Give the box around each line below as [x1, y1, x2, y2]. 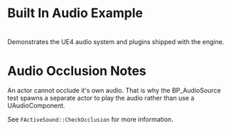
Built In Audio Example [7, 5, 144, 21]
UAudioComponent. [7, 101, 65, 110]
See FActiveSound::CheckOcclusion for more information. [7, 115, 173, 124]
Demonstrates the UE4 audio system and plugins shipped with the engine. [7, 38, 225, 46]
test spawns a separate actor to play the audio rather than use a [7, 94, 195, 103]
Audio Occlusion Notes [7, 63, 147, 79]
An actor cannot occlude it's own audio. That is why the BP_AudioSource [7, 86, 222, 95]
